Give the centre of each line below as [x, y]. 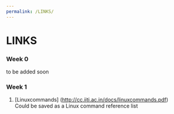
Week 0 [17, 59]
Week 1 [17, 87]
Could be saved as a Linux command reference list [76, 106]
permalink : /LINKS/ [30, 11]
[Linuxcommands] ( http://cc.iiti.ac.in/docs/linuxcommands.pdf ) [91, 100]
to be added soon [27, 72]
